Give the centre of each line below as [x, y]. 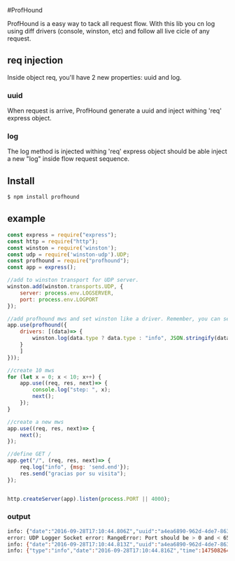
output [19, 517]
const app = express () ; [42, 268]
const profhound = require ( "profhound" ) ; [69, 261]
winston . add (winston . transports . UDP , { [65, 287]
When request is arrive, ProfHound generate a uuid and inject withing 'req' [115, 111]
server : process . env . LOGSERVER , [67, 293]
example [27, 219]
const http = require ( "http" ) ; [53, 241]
